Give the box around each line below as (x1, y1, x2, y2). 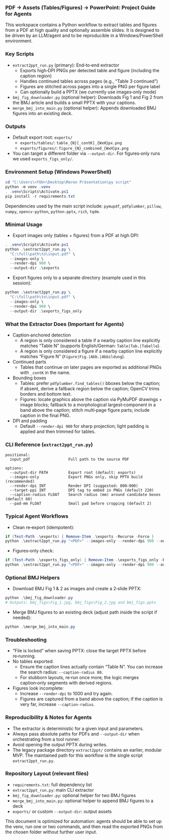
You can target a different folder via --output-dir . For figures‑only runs (12, 150, 160, 156)
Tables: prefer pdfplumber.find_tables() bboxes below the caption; (20, 380, 160, 386)
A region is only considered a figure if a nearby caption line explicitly (20, 348, 162, 354)
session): (12, 280, 32, 286)
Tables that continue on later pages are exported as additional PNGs (20, 364, 162, 370)
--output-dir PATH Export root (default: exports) (10, 470, 136, 475)
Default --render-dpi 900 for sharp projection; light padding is (20, 423, 149, 429)
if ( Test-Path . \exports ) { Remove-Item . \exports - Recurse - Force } (5, 534, 154, 539)
